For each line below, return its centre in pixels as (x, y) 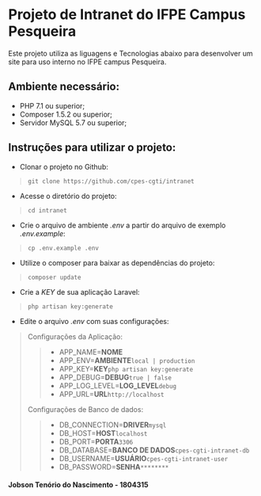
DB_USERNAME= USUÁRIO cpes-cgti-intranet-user (144, 458)
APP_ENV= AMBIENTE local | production (127, 360)
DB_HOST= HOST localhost (103, 433)
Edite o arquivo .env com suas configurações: (94, 321)
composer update (54, 277)
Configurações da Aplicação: (75, 336)
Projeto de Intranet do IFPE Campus (127, 15)
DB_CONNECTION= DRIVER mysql (113, 425)
